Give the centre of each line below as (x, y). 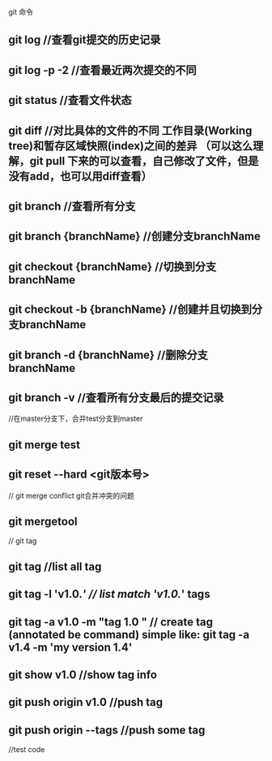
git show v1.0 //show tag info (83, 675)
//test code (27, 750)
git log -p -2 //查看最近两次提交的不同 (102, 70)
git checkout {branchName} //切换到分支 (113, 266)
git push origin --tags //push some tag (107, 730)
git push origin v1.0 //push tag (86, 702)
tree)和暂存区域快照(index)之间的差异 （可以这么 (131, 146)
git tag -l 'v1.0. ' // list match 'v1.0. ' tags (109, 594)
